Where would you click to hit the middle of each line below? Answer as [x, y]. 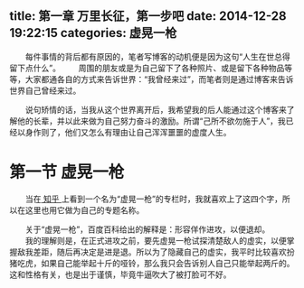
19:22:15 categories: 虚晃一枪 [93, 33]
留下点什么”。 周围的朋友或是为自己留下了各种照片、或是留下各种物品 [147, 68]
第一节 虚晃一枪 [67, 172]
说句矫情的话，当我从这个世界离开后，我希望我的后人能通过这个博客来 [156, 109]
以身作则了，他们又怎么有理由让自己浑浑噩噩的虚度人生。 [124, 132]
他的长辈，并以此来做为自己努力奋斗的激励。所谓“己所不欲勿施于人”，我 [152, 121]
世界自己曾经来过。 [45, 90]
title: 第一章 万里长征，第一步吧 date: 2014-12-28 [148, 16]
